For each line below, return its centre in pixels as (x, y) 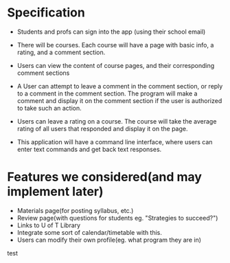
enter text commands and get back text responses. (89, 149)
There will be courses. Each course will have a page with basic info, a (115, 45)
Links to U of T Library (49, 225)
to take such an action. (49, 108)
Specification (46, 13)
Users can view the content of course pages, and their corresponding (116, 65)
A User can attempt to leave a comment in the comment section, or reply (120, 86)
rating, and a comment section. (61, 52)
